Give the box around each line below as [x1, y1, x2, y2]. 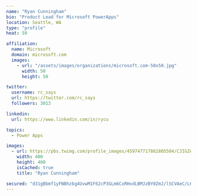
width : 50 [21, 68, 46, 74]
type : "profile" [6, 25, 46, 31]
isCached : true [16, 164, 54, 170]
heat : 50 [6, 30, 28, 36]
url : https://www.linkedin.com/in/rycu [11, 116, 109, 122]
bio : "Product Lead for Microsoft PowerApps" [6, 14, 119, 20]
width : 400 [16, 154, 43, 160]
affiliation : [6, 41, 38, 47]
